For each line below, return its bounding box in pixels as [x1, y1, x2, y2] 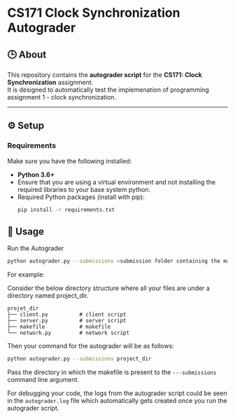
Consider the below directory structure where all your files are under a [7, 284, 210, 292]
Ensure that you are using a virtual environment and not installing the [17, 177, 215, 186]
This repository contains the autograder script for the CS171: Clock [7, 71, 203, 78]
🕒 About [7, 48, 47, 60]
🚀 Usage [7, 226, 44, 238]
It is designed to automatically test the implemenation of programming [7, 85, 210, 94]
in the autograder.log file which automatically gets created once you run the [7, 397, 227, 405]
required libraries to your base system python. [17, 185, 151, 193]
